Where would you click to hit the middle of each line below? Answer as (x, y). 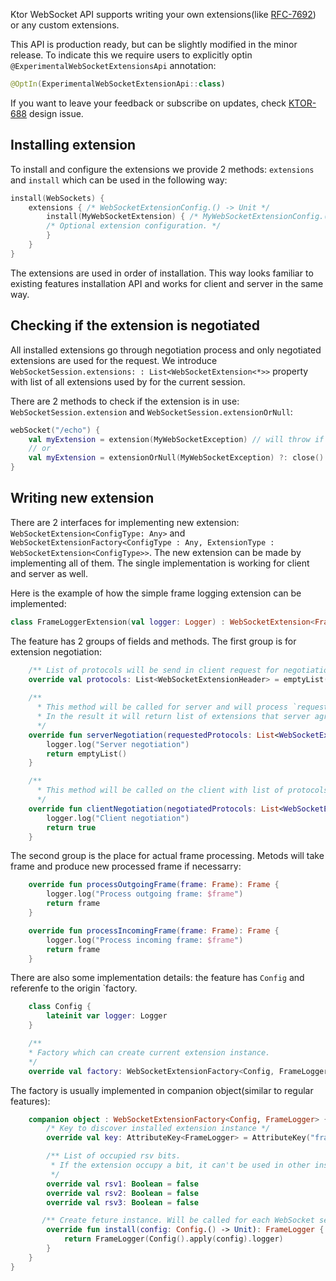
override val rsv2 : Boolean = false (122, 1193)
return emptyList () (87, 754)
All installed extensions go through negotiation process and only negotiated (166, 350)
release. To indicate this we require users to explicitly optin (131, 55)
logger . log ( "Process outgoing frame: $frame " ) (145, 894)
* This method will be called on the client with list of (160, 790)
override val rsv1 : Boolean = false (122, 1184)
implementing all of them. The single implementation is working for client (160, 563)
